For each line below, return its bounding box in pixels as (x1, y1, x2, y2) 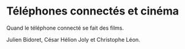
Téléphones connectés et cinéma (6, 4, 179, 18)
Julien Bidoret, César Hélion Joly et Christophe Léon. (6, 36, 141, 43)
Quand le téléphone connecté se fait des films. (6, 24, 124, 31)
